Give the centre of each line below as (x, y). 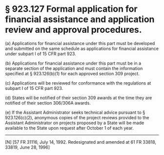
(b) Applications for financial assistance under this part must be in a (73, 63)
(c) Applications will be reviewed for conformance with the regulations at (78, 83)
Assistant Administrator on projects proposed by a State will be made (75, 123)
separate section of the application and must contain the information (74, 68)
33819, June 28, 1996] (28, 147)
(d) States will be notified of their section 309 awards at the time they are (79, 98)
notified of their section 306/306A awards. (48, 103)
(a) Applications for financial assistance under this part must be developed (80, 43)
